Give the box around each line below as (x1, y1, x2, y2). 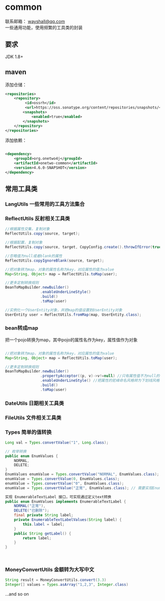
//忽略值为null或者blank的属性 (5, 253, 62, 258)
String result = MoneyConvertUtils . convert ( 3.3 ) (5, 577, 107, 583)
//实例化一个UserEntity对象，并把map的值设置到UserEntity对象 (5, 307, 123, 312)
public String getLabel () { (14, 531, 71, 536)
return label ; (23, 536, 52, 541)
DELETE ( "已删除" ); (14, 508, 50, 513)
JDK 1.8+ (5, 54, 24, 60)
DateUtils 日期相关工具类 (5, 400, 64, 407)
